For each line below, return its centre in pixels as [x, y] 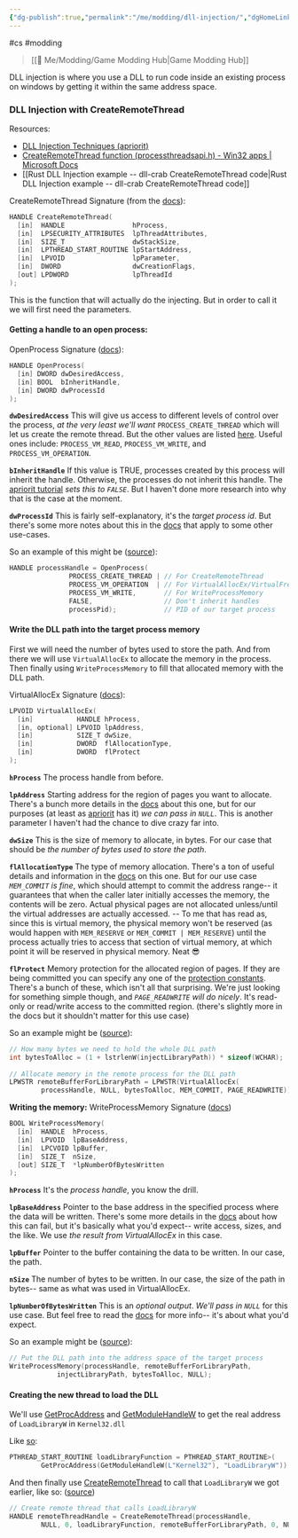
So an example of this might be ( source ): [83, 552]
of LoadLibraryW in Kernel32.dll [67, 1424]
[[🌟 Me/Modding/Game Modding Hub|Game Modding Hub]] [140, 59]
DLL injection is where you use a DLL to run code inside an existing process [147, 77]
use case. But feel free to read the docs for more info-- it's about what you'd [149, 1315]
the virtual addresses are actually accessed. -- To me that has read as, [138, 914]
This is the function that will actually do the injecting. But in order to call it [143, 300]
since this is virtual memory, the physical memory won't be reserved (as [141, 922]
